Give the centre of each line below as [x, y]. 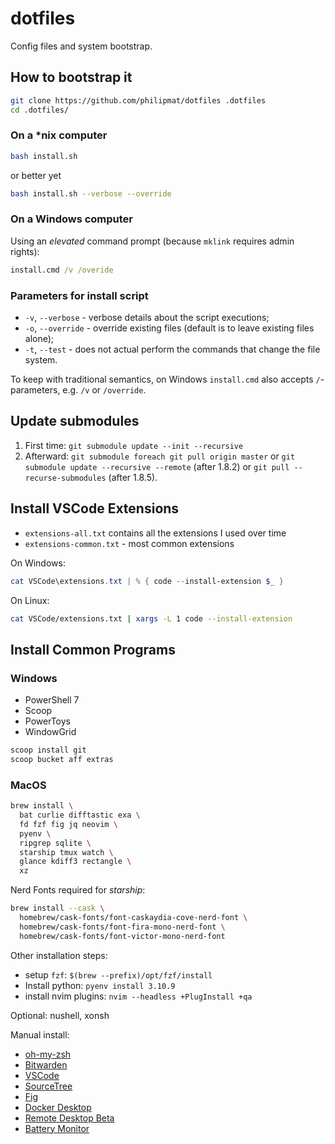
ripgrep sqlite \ [55, 843]
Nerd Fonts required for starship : [78, 890]
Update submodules [75, 421]
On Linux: [30, 600]
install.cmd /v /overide [62, 270]
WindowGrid [50, 732]
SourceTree [48, 1086]
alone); [39, 339]
